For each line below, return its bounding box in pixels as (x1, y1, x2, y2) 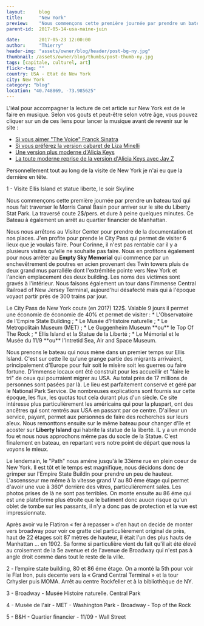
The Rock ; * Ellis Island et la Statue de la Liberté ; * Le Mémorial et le (6, 330, 180, 338)
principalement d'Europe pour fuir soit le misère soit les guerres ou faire (6, 361, 186, 369)
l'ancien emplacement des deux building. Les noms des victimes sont (6, 273, 180, 280)
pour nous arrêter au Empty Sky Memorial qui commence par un (6, 254, 169, 261)
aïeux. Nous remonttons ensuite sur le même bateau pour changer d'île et (6, 420, 191, 426)
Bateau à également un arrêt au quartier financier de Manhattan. (6, 217, 167, 223)
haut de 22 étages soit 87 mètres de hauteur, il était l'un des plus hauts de (6, 534, 192, 541)
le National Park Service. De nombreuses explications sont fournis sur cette (6, 388, 195, 394)
